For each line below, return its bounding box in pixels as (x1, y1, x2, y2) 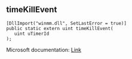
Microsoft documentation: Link (6, 46, 82, 53)
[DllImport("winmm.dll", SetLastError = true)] (6, 20, 127, 26)
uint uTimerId (14, 31, 50, 37)
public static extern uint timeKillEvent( (6, 25, 113, 31)
